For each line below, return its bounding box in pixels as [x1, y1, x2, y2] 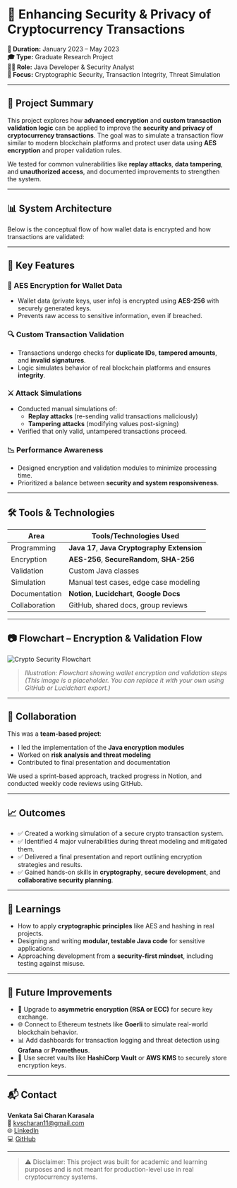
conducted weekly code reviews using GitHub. [7, 779, 143, 787]
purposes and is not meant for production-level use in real [24, 1165, 194, 1173]
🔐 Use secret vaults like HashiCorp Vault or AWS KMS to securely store [17, 1054, 227, 1062]
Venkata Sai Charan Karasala [7, 1111, 95, 1120]
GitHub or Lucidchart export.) [24, 684, 111, 692]
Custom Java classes [68, 566, 140, 576]
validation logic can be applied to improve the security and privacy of [7, 123, 213, 132]
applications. [17, 945, 55, 953]
